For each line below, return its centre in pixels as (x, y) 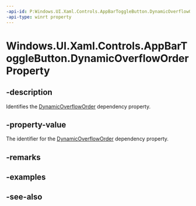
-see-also (24, 197)
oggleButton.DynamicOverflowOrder (97, 58)
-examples (26, 177)
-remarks (23, 157)
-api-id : (17, 11)
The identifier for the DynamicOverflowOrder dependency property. (87, 139)
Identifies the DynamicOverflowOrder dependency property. (78, 107)
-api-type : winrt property (39, 17)
